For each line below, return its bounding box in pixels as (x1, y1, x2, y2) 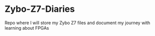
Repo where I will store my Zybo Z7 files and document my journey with (4, 20, 151, 26)
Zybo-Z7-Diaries (4, 3, 75, 15)
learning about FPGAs (4, 25, 49, 31)
